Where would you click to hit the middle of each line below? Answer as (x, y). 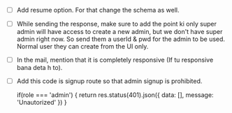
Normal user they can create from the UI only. (82, 46)
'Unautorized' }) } (42, 103)
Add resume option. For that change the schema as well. (98, 10)
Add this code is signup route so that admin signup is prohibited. (109, 81)
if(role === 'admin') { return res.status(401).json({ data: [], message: (115, 95)
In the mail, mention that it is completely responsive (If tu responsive (115, 60)
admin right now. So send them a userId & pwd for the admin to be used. (121, 39)
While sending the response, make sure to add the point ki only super (117, 24)
